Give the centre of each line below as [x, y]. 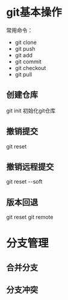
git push [25, 48]
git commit [28, 62]
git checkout [30, 68]
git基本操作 [34, 12]
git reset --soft [24, 182]
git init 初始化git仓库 [31, 110]
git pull [23, 74]
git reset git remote [30, 217]
